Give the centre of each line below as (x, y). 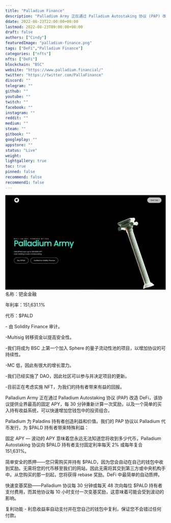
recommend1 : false (25, 182)
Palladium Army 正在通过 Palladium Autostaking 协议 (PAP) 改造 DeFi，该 (82, 398)
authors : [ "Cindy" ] (26, 38)
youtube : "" (18, 97)
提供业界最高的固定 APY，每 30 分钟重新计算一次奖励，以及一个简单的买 (85, 404)
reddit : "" (17, 118)
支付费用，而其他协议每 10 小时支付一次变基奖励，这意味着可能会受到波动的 (85, 492)
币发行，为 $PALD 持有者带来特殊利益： (47, 428)
